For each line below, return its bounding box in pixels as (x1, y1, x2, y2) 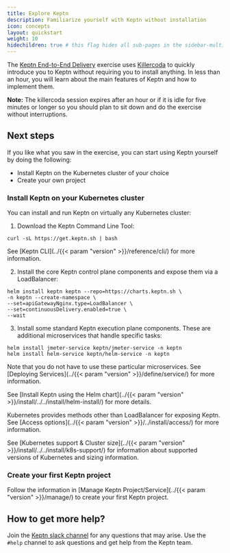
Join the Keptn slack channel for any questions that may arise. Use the (7, 531, 207, 539)
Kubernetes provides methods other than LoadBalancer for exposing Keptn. (7, 411, 220, 420)
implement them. (7, 83, 55, 90)
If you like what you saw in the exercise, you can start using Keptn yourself (7, 148, 218, 156)
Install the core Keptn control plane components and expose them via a (16, 268, 218, 276)
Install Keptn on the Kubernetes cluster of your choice (16, 168, 170, 177)
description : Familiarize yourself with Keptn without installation (7, 16, 207, 23)
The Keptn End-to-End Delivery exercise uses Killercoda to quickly (7, 61, 195, 68)
